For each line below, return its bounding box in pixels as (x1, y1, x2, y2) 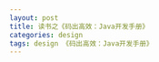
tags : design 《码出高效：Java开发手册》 (9, 38, 154, 48)
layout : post (9, 13, 59, 23)
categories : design (9, 30, 84, 39)
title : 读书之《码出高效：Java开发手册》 (9, 22, 150, 31)
